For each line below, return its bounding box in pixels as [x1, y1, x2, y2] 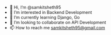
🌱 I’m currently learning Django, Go [9, 15, 80, 20]
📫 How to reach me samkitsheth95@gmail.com [9, 25, 105, 30]
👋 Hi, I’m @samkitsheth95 [9, 5, 62, 10]
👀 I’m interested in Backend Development [9, 9, 92, 15]
